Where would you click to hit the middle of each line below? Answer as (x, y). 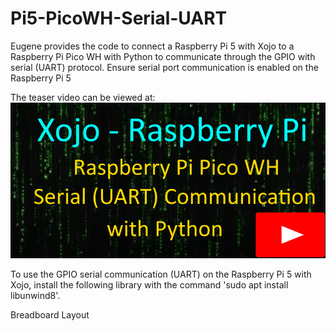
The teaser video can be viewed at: (83, 97)
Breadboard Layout (50, 314)
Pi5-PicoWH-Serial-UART (119, 18)
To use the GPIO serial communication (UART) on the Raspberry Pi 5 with (161, 274)
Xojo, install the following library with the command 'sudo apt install (149, 284)
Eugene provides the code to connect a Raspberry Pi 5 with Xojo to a (152, 46)
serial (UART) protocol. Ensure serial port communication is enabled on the (164, 67)
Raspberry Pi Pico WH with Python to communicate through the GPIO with (163, 56)
